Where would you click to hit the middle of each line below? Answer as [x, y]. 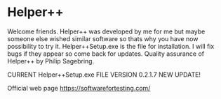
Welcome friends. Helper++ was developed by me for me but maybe [106, 31]
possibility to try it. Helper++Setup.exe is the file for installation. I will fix [111, 46]
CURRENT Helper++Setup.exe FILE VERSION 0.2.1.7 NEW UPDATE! [104, 75]
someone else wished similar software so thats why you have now [103, 38]
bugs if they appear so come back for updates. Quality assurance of [106, 54]
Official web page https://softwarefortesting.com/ [79, 88]
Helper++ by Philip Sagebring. [51, 61]
